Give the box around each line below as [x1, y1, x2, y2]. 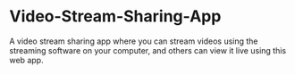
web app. [9, 54, 44, 65]
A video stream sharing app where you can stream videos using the [9, 36, 258, 46]
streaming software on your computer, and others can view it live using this [9, 45, 287, 55]
